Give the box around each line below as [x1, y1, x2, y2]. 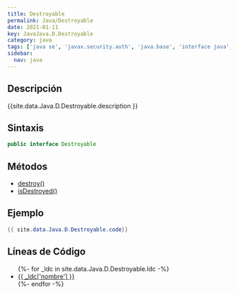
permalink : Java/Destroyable [7, 17, 93, 24]
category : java [7, 37, 52, 44]
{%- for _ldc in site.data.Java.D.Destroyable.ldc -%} [17, 264, 170, 273]
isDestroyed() [17, 187, 58, 196]
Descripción [7, 83, 62, 95]
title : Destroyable [7, 10, 65, 18]
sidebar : [7, 50, 33, 57]
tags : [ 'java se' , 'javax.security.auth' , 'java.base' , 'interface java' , [7, 43, 233, 50]
